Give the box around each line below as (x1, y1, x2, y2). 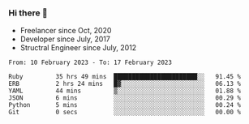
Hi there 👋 (8, 7, 49, 19)
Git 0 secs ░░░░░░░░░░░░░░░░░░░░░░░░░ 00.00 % (8, 109, 242, 117)
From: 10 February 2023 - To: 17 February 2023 (8, 58, 173, 67)
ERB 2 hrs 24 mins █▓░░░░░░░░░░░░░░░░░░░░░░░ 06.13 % (8, 80, 242, 88)
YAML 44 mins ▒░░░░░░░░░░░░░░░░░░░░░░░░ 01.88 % (8, 87, 242, 96)
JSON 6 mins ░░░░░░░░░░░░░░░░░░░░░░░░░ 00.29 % (8, 94, 242, 102)
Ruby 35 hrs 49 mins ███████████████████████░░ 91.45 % (8, 73, 242, 81)
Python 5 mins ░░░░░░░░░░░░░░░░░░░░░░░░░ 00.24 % (8, 101, 242, 109)
